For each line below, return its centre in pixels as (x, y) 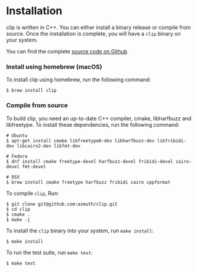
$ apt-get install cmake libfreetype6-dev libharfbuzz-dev (80, 140)
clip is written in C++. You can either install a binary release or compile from (98, 27)
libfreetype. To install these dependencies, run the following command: (93, 124)
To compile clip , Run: (33, 193)
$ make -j (18, 220)
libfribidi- (172, 140)
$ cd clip (18, 209)
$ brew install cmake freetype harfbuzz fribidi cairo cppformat (88, 182)
